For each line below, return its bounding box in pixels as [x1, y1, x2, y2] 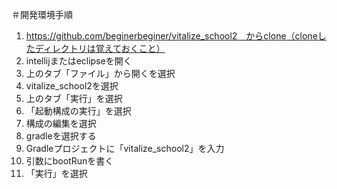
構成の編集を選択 [25, 118, 97, 129]
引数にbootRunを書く [25, 155, 114, 167]
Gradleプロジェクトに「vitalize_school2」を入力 [25, 143, 225, 154]
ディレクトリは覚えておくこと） [34, 43, 166, 54]
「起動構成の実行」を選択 [25, 105, 132, 117]
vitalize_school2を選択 [25, 80, 119, 92]
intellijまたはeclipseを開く [25, 55, 133, 67]
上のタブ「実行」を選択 [25, 93, 123, 104]
